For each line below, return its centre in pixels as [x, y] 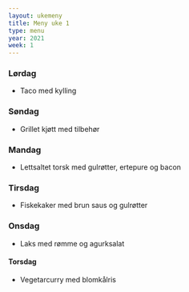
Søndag [24, 111]
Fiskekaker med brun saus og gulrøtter [84, 206]
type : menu [26, 30]
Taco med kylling [48, 91]
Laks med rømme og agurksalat [72, 243]
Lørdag [22, 74]
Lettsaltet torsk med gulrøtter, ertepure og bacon [101, 167]
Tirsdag [24, 187]
